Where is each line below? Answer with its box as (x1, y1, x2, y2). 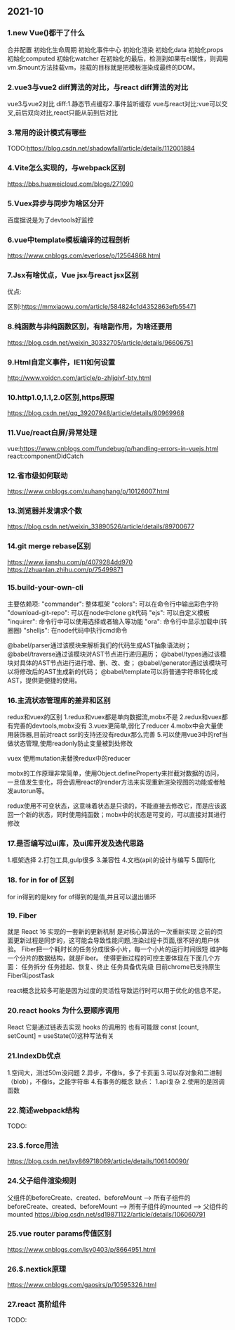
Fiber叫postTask (7, 971, 55, 980)
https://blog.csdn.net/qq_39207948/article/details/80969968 (7, 409, 184, 417)
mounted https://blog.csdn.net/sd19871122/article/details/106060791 (7, 1210, 206, 1218)
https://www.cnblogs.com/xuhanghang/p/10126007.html (7, 487, 170, 495)
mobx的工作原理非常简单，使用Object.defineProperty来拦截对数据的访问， (7, 769, 223, 778)
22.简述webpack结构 (7, 1105, 80, 1115)
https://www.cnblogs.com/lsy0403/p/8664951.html (7, 1245, 156, 1253)
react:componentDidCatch (7, 452, 84, 460)
